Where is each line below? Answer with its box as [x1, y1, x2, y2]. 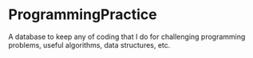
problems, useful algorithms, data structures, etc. [8, 40, 171, 49]
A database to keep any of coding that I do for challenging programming [8, 32, 246, 41]
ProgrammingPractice [8, 6, 157, 24]
